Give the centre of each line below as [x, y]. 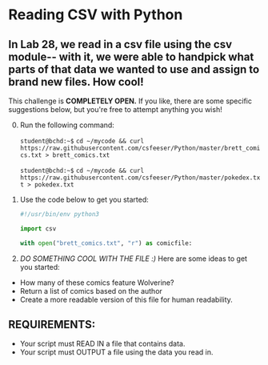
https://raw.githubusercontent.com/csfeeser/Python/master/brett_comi [140, 148]
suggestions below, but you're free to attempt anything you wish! [115, 109]
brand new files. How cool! [76, 82]
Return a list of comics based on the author [91, 291]
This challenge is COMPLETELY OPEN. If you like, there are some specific [130, 101]
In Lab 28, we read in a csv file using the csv [120, 44]
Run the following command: [67, 125]
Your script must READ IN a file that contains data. [102, 344]
